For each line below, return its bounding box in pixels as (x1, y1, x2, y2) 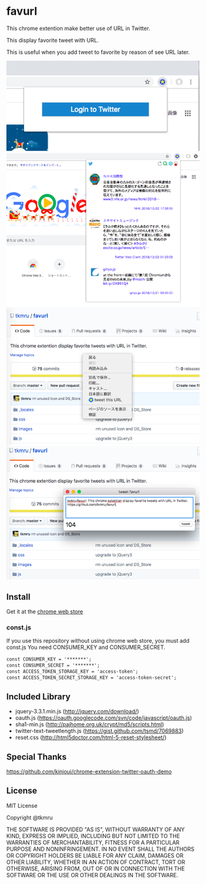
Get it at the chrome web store (6, 608, 83, 615)
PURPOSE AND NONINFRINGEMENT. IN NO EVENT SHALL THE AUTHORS (6, 845, 195, 853)
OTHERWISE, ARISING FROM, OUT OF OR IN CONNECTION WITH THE (6, 864, 185, 872)
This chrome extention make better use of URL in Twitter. (6, 25, 150, 32)
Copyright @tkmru (6, 813, 53, 821)
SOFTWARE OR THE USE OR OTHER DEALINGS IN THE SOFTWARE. (6, 871, 178, 878)
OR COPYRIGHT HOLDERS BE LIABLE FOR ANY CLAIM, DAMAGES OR (6, 851, 184, 859)
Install (6, 591, 31, 602)
